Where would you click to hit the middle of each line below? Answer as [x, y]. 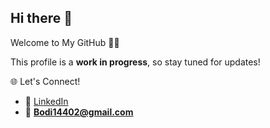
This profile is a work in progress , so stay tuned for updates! [135, 62]
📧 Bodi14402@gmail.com [79, 112]
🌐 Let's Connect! [45, 81]
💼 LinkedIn [46, 101]
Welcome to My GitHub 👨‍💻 [65, 42]
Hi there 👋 [41, 18]
